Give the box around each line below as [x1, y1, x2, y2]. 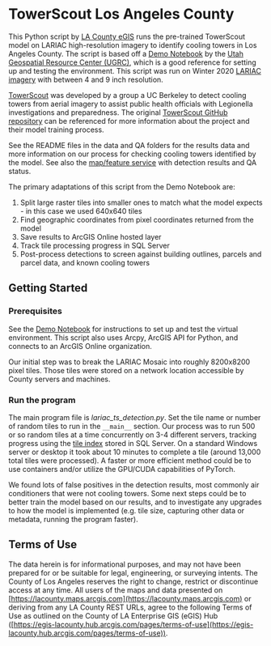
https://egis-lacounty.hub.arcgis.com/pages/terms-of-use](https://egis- [13, 619, 254, 629]
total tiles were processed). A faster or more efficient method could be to [8, 455, 252, 465]
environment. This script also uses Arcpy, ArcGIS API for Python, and [8, 333, 239, 342]
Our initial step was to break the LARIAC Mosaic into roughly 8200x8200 [8, 357, 251, 367]
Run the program [8, 394, 76, 406]
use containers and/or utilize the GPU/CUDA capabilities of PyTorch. [8, 464, 236, 474]
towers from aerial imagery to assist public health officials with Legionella [8, 99, 253, 108]
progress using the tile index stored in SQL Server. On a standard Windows [8, 438, 258, 448]
